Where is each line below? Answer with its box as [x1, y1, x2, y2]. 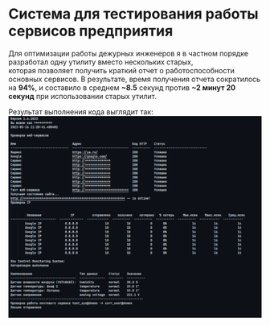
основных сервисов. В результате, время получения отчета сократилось [8, 74, 261, 84]
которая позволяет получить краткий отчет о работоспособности [8, 65, 235, 75]
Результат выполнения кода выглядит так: [8, 106, 154, 117]
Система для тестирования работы [8, 5, 259, 23]
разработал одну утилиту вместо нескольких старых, [8, 57, 194, 67]
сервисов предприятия [8, 22, 174, 40]
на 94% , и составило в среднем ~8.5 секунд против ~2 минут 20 [8, 82, 235, 93]
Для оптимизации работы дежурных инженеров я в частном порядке [8, 48, 249, 58]
